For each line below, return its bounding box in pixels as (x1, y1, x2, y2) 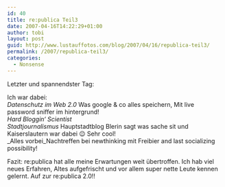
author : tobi (7, 29, 45, 36)
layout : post (7, 36, 45, 42)
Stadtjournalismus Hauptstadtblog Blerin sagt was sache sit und (7, 122, 189, 130)
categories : (7, 55, 41, 62)
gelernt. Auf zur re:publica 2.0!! (7, 172, 96, 180)
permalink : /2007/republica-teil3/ (7, 49, 109, 55)
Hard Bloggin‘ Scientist (7, 114, 72, 123)
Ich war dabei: (7, 93, 48, 101)
